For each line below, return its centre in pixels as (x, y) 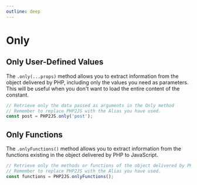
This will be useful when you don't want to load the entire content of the (93, 88)
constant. (18, 95)
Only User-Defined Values (55, 62)
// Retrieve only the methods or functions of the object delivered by (95, 166)
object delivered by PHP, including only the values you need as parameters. (97, 82)
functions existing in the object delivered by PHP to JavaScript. (82, 155)
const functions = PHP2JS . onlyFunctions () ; (60, 176)
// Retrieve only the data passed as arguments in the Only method (90, 105)
